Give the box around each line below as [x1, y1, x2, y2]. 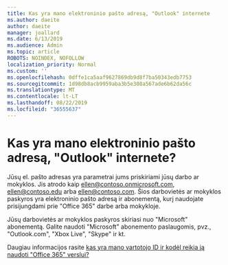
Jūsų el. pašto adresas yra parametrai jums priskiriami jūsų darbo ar [7, 172, 200, 181]
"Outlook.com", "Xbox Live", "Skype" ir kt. [7, 229, 126, 238]
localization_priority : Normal [7, 61, 97, 68]
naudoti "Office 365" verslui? [7, 250, 89, 258]
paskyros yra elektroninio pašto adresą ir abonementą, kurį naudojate [7, 194, 204, 203]
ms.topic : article [7, 49, 60, 56]
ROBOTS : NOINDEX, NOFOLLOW [7, 55, 84, 62]
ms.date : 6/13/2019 [7, 36, 63, 43]
